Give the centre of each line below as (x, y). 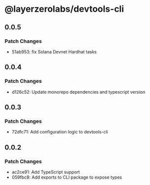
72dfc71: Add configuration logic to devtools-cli (60, 132)
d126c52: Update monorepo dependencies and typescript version (78, 92)
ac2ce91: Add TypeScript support (46, 172)
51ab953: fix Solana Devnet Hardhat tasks (54, 52)
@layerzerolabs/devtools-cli (64, 9)
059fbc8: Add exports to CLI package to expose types (67, 177)
